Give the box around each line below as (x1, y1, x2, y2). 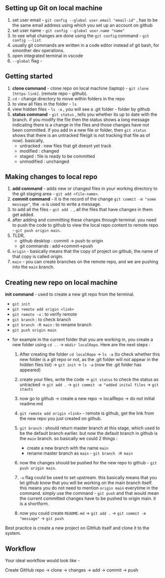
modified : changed (19, 148, 59, 154)
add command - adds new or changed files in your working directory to (12, 185, 158, 191)
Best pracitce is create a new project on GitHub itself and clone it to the (5, 525, 150, 531)
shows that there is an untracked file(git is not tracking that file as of (12, 132, 150, 138)
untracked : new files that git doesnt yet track (19, 143, 111, 149)
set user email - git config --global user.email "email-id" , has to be (12, 17, 158, 23)
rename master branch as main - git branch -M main (27, 450, 133, 456)
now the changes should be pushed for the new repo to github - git (19, 460, 157, 466)
